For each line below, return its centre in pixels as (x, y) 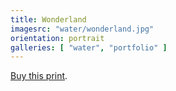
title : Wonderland (48, 19)
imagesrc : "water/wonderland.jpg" (82, 29)
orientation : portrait (57, 38)
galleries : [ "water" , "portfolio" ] (89, 47)
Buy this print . (39, 76)
